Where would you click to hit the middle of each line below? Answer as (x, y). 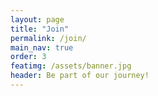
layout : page (37, 19)
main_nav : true (42, 47)
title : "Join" (40, 29)
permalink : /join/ (48, 38)
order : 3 (28, 57)
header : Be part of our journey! (80, 76)
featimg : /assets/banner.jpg (71, 66)
